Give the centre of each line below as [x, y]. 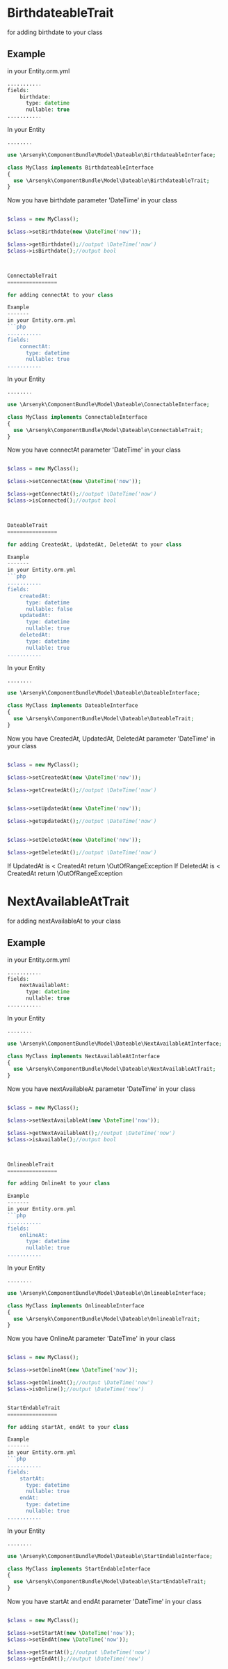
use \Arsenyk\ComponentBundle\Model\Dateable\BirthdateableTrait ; [112, 180]
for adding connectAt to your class [60, 295]
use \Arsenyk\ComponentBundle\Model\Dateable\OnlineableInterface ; [107, 1293]
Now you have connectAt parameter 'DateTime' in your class [94, 450]
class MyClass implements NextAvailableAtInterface [83, 1056]
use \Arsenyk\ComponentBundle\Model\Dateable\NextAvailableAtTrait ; [115, 1069]
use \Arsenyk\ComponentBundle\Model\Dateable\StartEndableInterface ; [110, 1556]
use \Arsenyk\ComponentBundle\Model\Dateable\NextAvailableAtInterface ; [115, 1044]
